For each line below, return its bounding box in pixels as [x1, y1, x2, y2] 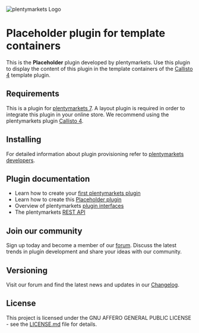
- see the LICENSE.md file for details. [6, 320, 97, 328]
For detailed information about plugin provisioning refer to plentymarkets [6, 150, 184, 157]
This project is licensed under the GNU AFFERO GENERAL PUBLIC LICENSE [6, 314, 192, 321]
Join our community [6, 226, 83, 236]
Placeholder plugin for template [6, 27, 165, 40]
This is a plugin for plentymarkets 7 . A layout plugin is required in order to [6, 104, 185, 111]
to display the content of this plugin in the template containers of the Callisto [6, 65, 193, 72]
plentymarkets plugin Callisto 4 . [6, 117, 84, 125]
